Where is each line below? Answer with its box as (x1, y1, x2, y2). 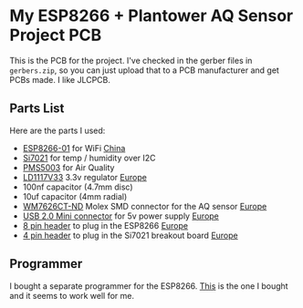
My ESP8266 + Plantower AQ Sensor (9, 5, 294, 26)
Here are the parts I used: (9, 125, 106, 136)
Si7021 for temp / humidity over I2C (22, 152, 157, 163)
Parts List (9, 101, 65, 117)
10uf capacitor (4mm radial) (22, 190, 128, 201)
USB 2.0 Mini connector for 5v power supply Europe (22, 210, 219, 221)
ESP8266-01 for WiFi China (22, 142, 126, 153)
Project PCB (9, 25, 102, 46)
